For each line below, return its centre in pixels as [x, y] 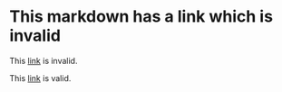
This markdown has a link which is [141, 17]
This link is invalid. [44, 60]
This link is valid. [40, 78]
